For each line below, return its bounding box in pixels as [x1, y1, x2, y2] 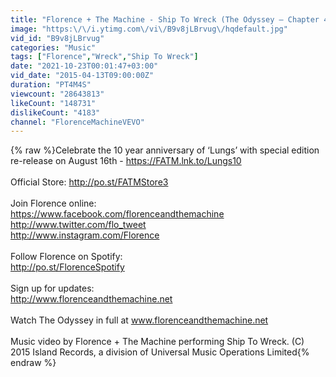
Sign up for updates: [10, 282, 95, 295]
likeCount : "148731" [10, 98, 97, 108]
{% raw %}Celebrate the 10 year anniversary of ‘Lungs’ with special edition [10, 144, 320, 156]
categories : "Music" [10, 42, 97, 53]
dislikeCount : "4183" [10, 107, 101, 118]
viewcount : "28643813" [10, 89, 105, 99]
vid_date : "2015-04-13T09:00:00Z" [10, 71, 155, 81]
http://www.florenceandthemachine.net [10, 293, 173, 305]
